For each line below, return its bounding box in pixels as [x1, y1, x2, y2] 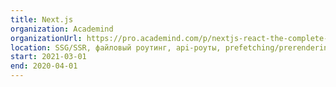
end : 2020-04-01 [10, 61, 78, 71]
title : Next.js [10, 14, 74, 25]
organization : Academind [10, 24, 114, 34]
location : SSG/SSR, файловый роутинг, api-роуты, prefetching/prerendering [10, 42, 333, 53]
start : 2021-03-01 [10, 52, 87, 62]
